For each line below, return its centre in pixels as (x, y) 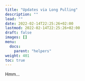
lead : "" (14, 19)
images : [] (16, 38)
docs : (15, 46)
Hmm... (13, 74)
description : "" (22, 14)
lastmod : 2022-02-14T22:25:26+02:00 (42, 28)
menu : (11, 42)
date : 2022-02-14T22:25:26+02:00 (39, 23)
